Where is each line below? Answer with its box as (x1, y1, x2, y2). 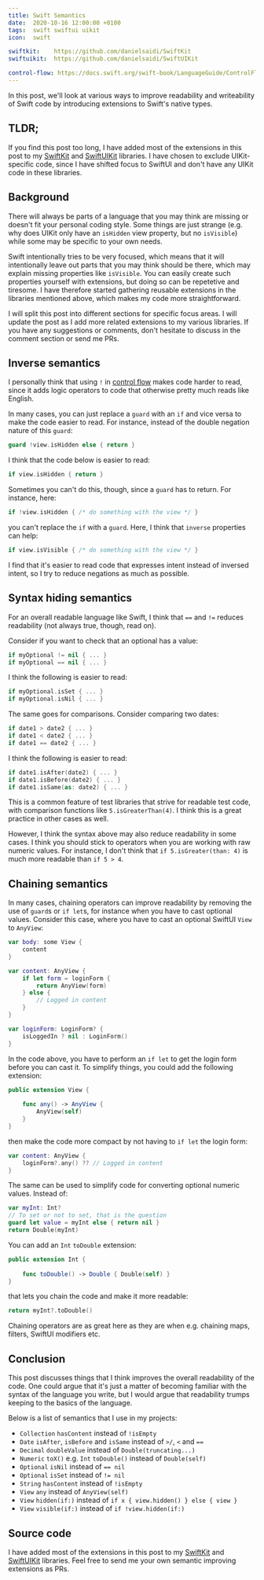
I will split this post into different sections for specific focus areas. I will (8, 308, 237, 318)
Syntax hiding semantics (8, 591, 132, 605)
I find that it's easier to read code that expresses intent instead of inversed (8, 560, 249, 570)
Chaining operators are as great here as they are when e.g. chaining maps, (8, 1321, 250, 1331)
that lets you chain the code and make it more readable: (8, 1292, 189, 1301)
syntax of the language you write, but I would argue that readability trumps (8, 1390, 250, 1399)
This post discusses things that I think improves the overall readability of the (8, 1373, 255, 1383)
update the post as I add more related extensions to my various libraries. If (8, 317, 249, 326)
